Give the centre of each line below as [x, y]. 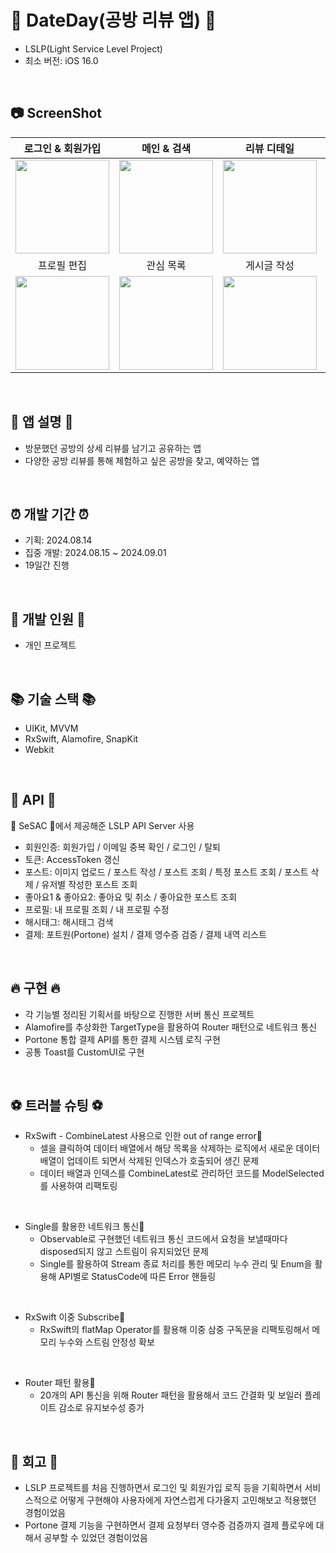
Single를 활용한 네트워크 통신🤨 [84, 1227]
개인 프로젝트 [50, 645]
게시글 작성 [270, 265]
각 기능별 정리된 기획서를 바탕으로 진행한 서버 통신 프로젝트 [139, 1014]
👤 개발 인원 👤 [48, 619]
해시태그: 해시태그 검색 [69, 922]
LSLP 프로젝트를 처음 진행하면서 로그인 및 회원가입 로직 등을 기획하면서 [163, 1488]
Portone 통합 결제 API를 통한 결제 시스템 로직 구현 [122, 1039]
